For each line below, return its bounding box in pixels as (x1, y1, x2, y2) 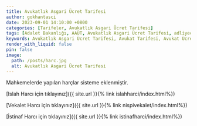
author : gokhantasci (6, 14, 57, 20)
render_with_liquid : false (6, 42, 72, 47)
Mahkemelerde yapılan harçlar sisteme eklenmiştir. (6, 79, 128, 86)
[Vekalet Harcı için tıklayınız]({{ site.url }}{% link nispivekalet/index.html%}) (6, 102, 188, 109)
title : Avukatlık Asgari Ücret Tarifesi (6, 8, 107, 15)
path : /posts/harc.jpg (11, 57, 67, 63)
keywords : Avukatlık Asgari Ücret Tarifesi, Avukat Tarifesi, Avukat (6, 36, 180, 42)
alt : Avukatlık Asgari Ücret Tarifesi (11, 63, 107, 69)
